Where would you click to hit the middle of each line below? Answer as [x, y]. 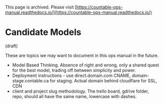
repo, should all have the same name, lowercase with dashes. [74, 96]
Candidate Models [43, 32]
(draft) [12, 46]
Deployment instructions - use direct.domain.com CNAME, [71, 75]
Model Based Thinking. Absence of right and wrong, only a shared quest [86, 65]
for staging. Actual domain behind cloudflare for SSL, [103, 80]
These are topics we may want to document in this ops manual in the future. [82, 55]
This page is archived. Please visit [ [41, 7]
